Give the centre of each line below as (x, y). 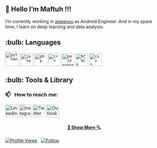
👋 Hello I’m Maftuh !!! (38, 9)
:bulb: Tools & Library (39, 80)
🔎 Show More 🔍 (84, 127)
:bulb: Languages (33, 42)
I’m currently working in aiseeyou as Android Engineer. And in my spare (79, 21)
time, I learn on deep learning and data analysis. (54, 27)
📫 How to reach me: (32, 94)
